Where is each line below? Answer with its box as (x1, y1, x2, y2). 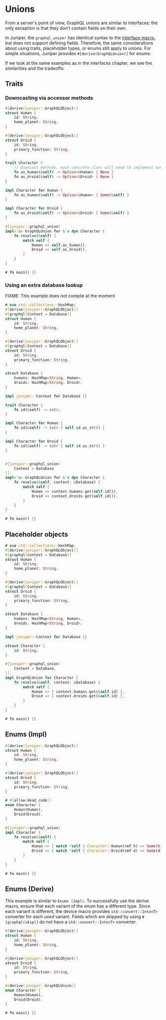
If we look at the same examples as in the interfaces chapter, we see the (5, 60, 152, 66)
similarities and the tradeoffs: (5, 65, 65, 71)
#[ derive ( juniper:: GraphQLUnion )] (5, 983, 77, 988)
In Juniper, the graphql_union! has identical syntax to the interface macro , (5, 35, 156, 41)
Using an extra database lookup (5, 281, 83, 288)
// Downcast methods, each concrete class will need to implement (14, 165, 154, 170)
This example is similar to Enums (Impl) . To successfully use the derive (5, 898, 149, 904)
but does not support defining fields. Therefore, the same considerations (5, 40, 153, 46)
